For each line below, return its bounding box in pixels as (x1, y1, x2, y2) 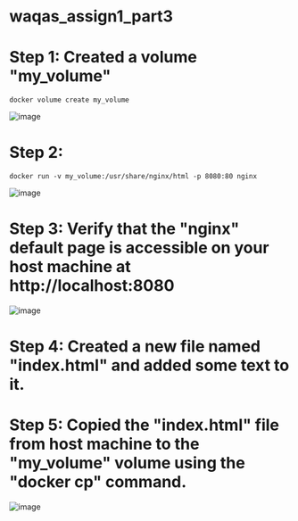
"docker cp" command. (9, 472, 187, 492)
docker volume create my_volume (9, 95, 129, 104)
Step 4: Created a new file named (9, 336, 261, 357)
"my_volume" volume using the (9, 453, 245, 474)
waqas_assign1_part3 (9, 6, 174, 27)
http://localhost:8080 (9, 276, 175, 296)
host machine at (9, 257, 131, 277)
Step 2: (9, 143, 64, 162)
